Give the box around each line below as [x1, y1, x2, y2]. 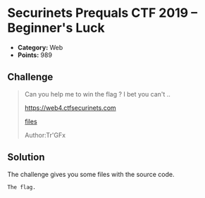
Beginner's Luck [7, 20, 105, 36]
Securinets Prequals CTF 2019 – [7, 5, 198, 21]
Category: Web [17, 43, 63, 51]
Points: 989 [17, 51, 53, 59]
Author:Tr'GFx [24, 130, 66, 139]
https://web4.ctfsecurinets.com [24, 104, 116, 112]
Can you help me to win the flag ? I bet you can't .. [24, 89, 171, 98]
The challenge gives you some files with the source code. [7, 170, 175, 178]
